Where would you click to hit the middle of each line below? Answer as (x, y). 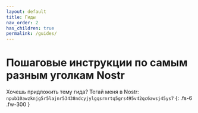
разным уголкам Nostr (65, 75)
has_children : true (30, 28)
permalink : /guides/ (32, 34)
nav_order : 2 (22, 22)
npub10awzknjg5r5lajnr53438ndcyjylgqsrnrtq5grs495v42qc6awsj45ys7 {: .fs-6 (99, 98)
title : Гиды (21, 17)
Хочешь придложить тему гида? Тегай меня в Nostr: (73, 92)
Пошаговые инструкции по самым (97, 63)
